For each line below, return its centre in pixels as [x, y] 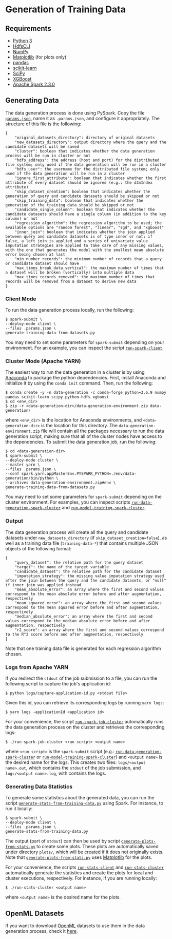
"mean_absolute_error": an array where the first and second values [89, 589]
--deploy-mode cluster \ [32, 461]
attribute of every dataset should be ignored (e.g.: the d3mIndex [79, 183]
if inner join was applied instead [43, 585]
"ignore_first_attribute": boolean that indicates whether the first [91, 178]
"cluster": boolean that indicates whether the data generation [85, 151]
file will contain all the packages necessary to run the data [102, 431]
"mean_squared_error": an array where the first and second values [88, 603]
